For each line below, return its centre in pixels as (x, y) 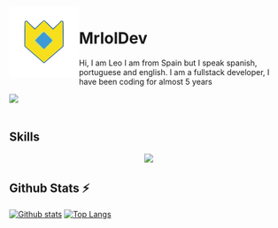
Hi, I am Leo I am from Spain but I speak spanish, (168, 63)
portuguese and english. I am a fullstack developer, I (174, 72)
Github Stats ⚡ (50, 189)
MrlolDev (113, 38)
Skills (24, 137)
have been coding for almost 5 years (146, 81)
